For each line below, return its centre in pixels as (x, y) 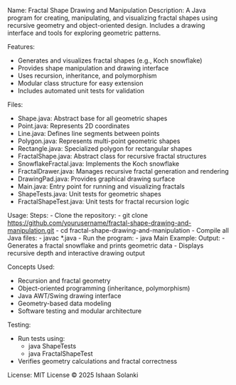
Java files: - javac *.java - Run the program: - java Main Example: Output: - (116, 238)
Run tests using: (41, 338)
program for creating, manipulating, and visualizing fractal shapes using (113, 18)
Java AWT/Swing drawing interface (69, 296)
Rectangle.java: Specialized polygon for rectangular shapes (104, 148)
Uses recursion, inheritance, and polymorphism (87, 75)
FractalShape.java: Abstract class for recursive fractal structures (112, 156)
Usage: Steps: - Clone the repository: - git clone (77, 215)
